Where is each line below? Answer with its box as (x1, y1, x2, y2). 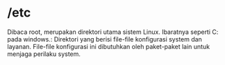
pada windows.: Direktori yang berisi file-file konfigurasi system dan (7, 35, 203, 43)
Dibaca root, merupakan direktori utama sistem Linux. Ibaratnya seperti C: (7, 28, 219, 36)
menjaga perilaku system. (7, 50, 81, 58)
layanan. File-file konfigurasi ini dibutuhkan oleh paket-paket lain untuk (7, 42, 210, 50)
